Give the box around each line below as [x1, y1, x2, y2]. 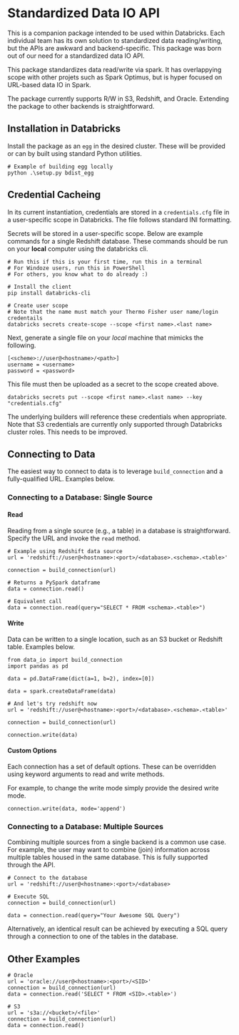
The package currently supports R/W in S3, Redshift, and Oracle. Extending [7, 94, 230, 103]
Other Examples [7, 953, 81, 965]
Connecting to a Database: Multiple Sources [7, 821, 164, 831]
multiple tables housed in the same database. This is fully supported [7, 853, 208, 862]
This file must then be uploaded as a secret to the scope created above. [7, 380, 219, 388]
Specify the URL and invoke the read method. [7, 534, 141, 543]
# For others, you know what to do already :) [7, 270, 148, 278]
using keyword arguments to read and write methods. [7, 770, 165, 778]
